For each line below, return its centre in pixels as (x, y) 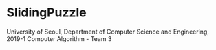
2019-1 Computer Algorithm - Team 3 (59, 38)
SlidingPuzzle (46, 13)
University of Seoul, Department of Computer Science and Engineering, (108, 32)
